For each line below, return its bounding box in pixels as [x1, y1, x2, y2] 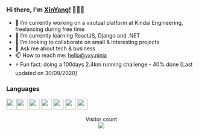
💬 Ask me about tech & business [14, 45, 96, 52]
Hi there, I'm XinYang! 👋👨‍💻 [6, 5, 85, 14]
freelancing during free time [14, 25, 85, 33]
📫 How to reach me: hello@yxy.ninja [14, 51, 107, 59]
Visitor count [85, 115, 118, 123]
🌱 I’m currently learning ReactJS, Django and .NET [14, 32, 141, 39]
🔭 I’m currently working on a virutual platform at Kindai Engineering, [14, 19, 183, 27]
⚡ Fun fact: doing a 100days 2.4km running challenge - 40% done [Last [14, 61, 193, 68]
